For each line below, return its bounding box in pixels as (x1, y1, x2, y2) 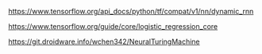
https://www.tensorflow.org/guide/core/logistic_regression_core (8, 22, 218, 31)
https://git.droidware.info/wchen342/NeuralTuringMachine (8, 37, 200, 46)
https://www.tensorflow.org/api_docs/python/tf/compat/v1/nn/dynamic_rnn (8, 7, 254, 16)
